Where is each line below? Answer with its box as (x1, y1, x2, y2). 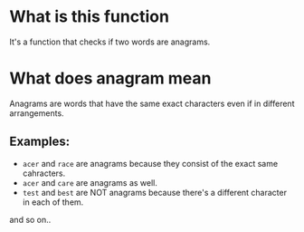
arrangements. (9, 107, 65, 119)
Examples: (9, 134, 71, 150)
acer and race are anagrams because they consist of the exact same (22, 158, 279, 169)
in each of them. (22, 197, 84, 208)
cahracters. (22, 168, 66, 179)
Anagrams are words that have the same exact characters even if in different (9, 98, 295, 109)
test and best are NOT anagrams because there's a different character (22, 187, 288, 198)
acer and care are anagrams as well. (22, 177, 158, 188)
